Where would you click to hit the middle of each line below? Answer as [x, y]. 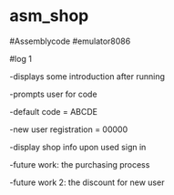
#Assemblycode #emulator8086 [70, 41]
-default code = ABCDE [54, 111]
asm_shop [49, 16]
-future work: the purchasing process [80, 164]
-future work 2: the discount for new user [87, 182]
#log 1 [20, 58]
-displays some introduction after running [87, 76]
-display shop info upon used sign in [78, 147]
